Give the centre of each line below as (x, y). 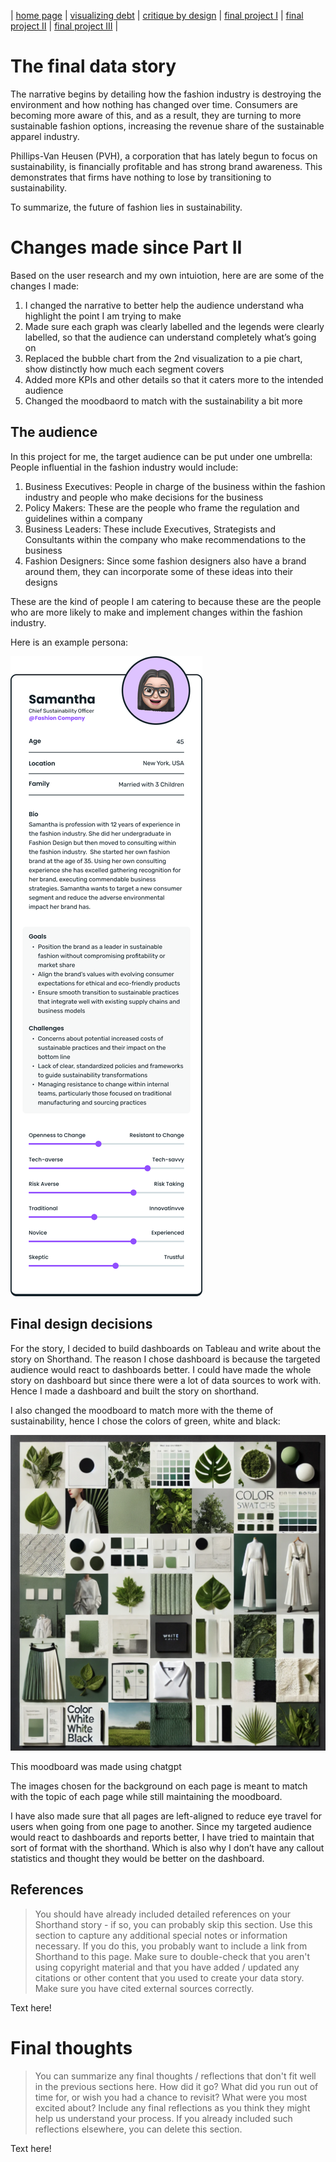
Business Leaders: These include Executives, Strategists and (150, 529)
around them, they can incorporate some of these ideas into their (159, 571)
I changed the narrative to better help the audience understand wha (164, 305)
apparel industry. (45, 136)
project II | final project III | (64, 26)
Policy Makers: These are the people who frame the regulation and (162, 507)
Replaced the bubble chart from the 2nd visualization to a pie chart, (163, 358)
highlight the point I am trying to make (103, 316)
